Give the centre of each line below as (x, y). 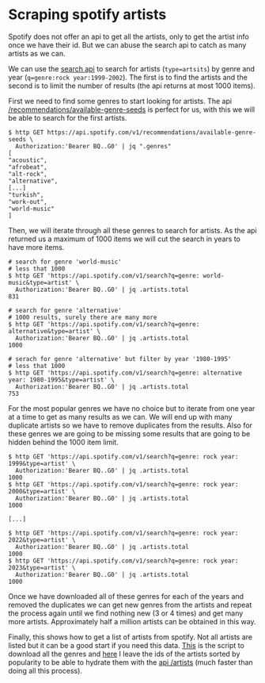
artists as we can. (37, 53)
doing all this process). (45, 670)
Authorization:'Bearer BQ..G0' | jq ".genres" (93, 146)
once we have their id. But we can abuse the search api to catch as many (127, 44)
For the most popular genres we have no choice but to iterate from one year (132, 408)
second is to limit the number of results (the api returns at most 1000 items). (132, 86)
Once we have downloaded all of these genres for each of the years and (126, 596)
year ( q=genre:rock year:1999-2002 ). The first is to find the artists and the (128, 77)
